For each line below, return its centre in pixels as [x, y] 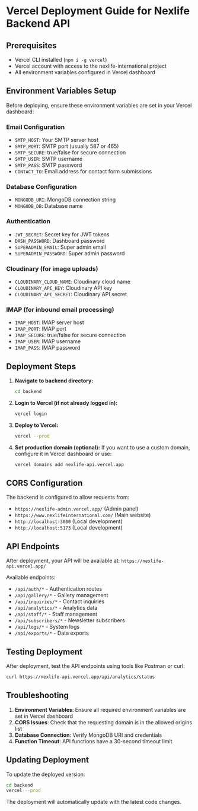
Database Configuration [41, 187]
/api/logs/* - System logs [47, 627]
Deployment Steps [41, 366]
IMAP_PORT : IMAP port [41, 329]
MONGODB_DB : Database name [49, 206]
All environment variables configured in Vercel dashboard [85, 72]
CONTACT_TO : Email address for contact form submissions [83, 172]
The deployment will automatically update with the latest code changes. [94, 802]
